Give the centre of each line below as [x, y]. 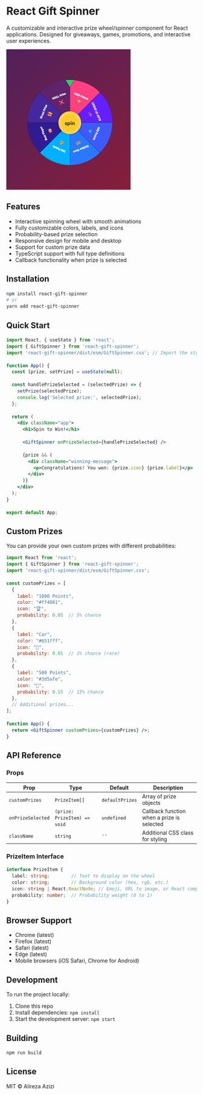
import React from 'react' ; [42, 558]
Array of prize [159, 796]
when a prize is [161, 818]
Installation [28, 279]
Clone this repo [34, 1006]
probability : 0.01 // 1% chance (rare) [69, 653]
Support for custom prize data [53, 247]
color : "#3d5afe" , [40, 679]
